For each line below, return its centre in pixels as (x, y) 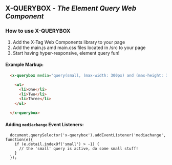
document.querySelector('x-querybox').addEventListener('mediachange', (88, 135)
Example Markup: (25, 65)
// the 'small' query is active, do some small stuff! (79, 149)
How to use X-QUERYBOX (38, 31)
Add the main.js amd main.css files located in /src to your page (79, 48)
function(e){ (19, 140)
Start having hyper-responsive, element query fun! (66, 53)
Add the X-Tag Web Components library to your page (69, 42)
